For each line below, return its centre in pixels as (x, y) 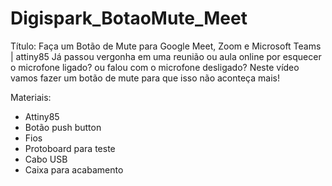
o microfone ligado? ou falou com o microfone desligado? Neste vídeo (155, 67)
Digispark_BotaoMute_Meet (129, 18)
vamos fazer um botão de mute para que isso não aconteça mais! (145, 78)
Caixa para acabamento (74, 169)
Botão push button (63, 127)
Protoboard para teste (70, 148)
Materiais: (31, 97)
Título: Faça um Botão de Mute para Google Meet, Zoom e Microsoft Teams (166, 46)
